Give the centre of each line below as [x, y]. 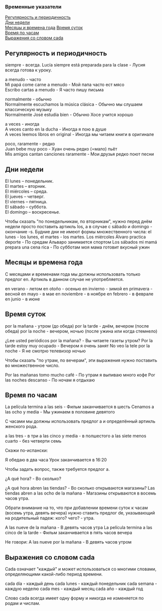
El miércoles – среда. [26, 191]
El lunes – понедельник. [29, 181]
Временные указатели [33, 7]
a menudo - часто [23, 80]
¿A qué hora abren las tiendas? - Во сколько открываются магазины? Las [80, 488]
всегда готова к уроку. [29, 70]
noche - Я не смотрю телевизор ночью [45, 351]
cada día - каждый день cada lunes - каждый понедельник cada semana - [81, 584]
